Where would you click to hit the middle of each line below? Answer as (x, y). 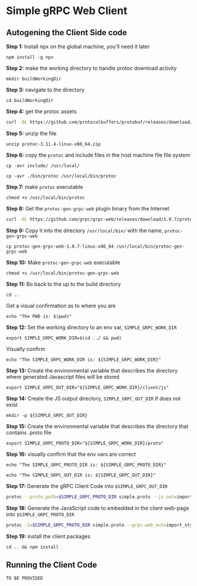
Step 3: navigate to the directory (45, 90)
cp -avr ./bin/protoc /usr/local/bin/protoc (61, 176)
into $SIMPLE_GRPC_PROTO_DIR (40, 514)
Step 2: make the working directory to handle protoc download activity (91, 68)
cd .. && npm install (33, 547)
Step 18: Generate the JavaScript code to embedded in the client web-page (98, 508)
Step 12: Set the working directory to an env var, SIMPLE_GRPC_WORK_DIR (91, 327)
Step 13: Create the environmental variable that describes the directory (92, 370)
